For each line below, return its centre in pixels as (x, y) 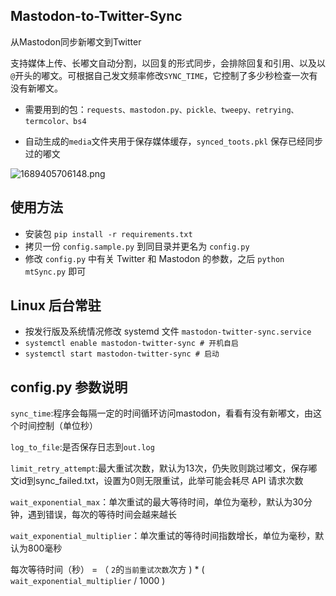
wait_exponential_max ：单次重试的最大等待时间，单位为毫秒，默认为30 (157, 502)
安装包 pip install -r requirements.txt (108, 233)
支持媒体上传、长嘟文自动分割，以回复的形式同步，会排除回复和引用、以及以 (168, 63)
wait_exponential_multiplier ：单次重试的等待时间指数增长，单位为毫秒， (163, 536)
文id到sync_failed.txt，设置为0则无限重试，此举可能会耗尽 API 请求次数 (157, 481)
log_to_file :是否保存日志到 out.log (82, 447)
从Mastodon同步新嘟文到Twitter (76, 41)
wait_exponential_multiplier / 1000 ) (88, 581)
